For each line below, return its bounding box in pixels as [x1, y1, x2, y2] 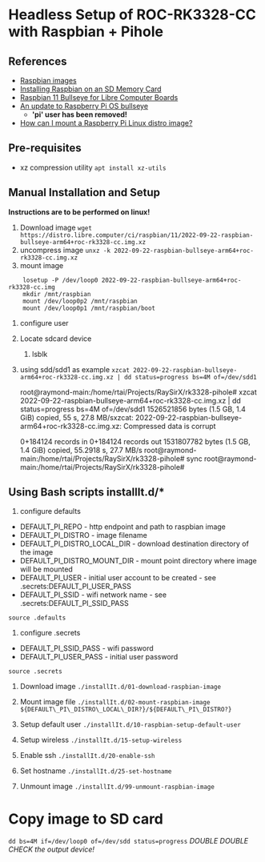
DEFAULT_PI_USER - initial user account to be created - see [19, 573, 216, 583]
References [8, 54, 67, 68]
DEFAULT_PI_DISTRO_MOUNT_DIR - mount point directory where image [19, 556, 258, 566]
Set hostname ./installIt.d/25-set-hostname [19, 766, 172, 776]
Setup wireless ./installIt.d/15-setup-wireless [19, 735, 183, 745]
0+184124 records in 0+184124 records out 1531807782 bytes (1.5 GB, [19, 436, 251, 446]
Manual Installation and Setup [8, 186, 161, 199]
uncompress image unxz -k [19, 245, 110, 255]
